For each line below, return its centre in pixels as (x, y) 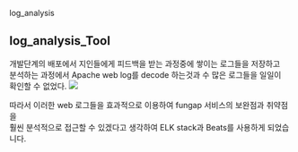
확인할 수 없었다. (38, 86)
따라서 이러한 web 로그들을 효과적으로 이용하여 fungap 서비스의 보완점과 (137, 105)
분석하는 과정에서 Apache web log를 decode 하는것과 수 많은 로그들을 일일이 (145, 74)
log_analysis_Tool (60, 41)
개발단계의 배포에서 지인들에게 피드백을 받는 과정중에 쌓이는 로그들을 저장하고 (145, 63)
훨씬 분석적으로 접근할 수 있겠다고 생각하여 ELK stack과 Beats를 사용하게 (137, 127)
